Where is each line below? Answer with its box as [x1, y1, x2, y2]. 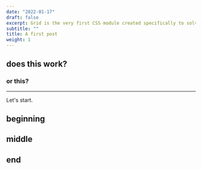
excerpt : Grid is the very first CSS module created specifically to [6, 20, 185, 26]
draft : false [6, 14, 39, 20]
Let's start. [6, 96, 33, 103]
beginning [6, 114, 45, 124]
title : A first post [6, 31, 58, 37]
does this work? [6, 59, 67, 69]
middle [6, 134, 33, 144]
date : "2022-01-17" [6, 8, 55, 15]
